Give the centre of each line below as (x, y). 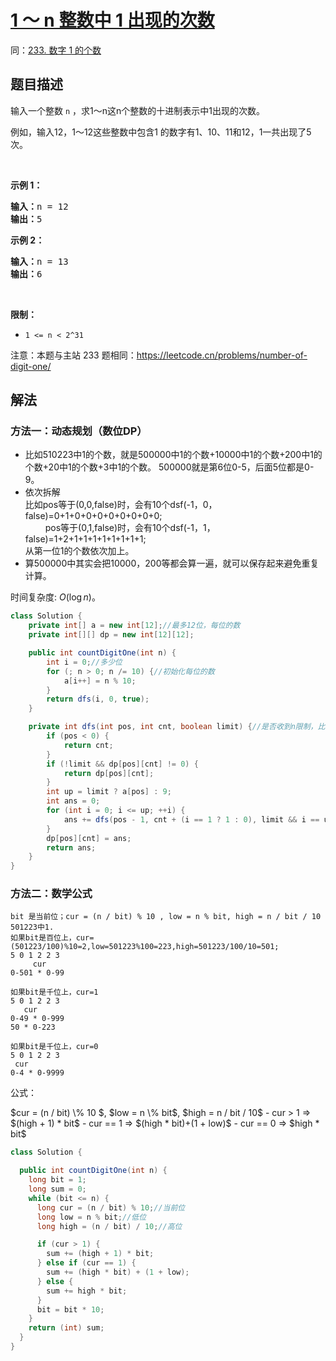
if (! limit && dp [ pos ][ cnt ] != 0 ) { (122, 764)
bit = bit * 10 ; (70, 1309)
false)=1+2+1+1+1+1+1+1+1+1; (85, 539)
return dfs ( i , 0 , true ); (98, 699)
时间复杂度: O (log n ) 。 (55, 597)
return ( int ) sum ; (66, 1328)
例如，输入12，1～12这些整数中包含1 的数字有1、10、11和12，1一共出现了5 (161, 132)
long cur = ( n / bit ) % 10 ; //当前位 (111, 1207)
